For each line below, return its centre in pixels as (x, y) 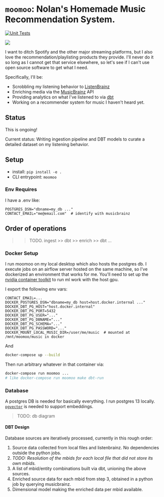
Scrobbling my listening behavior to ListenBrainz (61, 87)
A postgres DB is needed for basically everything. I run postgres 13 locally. (80, 401)
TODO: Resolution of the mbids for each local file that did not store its (82, 458)
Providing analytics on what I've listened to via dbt (63, 97)
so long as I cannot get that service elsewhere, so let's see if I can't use (77, 62)
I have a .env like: (23, 200)
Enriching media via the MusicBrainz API (53, 91)
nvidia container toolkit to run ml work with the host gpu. (62, 279)
